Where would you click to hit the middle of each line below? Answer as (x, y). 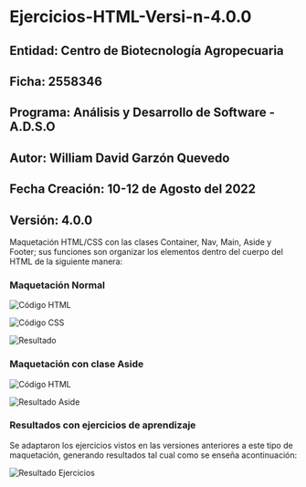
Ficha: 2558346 (56, 81)
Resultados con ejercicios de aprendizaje (103, 425)
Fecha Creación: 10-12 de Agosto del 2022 (133, 189)
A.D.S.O (32, 127)
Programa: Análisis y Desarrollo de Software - (142, 113)
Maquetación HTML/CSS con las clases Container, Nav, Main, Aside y (141, 242)
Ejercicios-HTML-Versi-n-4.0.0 (131, 17)
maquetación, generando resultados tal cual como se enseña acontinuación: (153, 455)
